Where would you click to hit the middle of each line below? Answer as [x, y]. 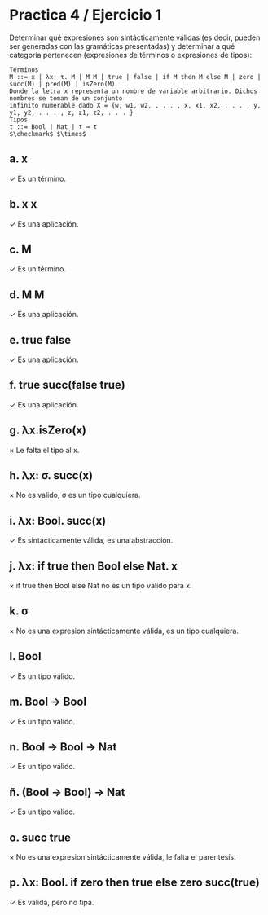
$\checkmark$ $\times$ [48, 134]
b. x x [23, 204]
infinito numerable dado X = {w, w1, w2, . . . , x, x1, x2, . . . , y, [135, 105]
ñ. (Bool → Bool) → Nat [67, 792]
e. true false [40, 340]
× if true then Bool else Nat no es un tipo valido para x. [101, 586]
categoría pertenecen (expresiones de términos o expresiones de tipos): [131, 55]
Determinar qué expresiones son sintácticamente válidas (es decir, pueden [135, 37]
